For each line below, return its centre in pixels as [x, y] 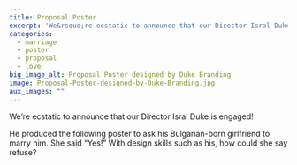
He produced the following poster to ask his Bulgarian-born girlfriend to [140, 133]
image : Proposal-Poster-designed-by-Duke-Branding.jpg [112, 83]
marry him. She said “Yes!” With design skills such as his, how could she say [148, 143]
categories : [31, 34]
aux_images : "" [37, 91]
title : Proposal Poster [53, 17]
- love [29, 67]
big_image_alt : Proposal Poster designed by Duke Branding [120, 75]
